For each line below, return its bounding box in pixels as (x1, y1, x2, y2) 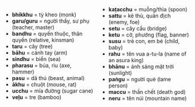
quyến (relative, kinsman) (11, 36, 75, 44)
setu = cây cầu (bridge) (108, 25, 167, 32)
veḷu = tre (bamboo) (11, 94, 61, 100)
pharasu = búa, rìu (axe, (11, 62, 72, 69)
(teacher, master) (11, 24, 55, 30)
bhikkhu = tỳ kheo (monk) (11, 11, 76, 18)
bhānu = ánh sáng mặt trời (108, 63, 174, 70)
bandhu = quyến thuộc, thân (11, 30, 83, 37)
